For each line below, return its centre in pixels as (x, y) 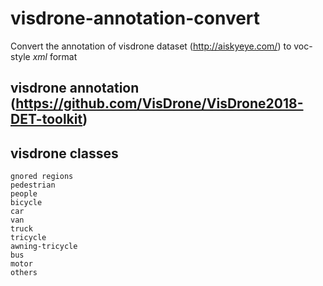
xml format (55, 56)
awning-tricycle (44, 247)
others (24, 273)
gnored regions (42, 177)
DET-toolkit (46, 119)
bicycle (26, 203)
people (24, 194)
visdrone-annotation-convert (135, 18)
